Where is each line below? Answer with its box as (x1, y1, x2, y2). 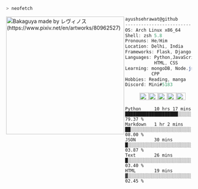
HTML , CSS (154, 59, 179, 66)
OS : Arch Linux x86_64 (125, 27, 181, 33)
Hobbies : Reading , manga (125, 77, 186, 82)
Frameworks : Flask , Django (125, 49, 192, 55)
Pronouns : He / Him (125, 38, 168, 44)
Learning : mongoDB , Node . (125, 65, 189, 71)
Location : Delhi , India (125, 44, 184, 49)
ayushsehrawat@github (125, 16, 179, 22)
